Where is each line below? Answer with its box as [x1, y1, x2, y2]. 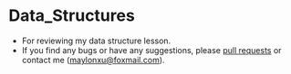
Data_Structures [8, 5, 136, 26]
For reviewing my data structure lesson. [21, 35, 171, 46]
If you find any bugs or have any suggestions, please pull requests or [21, 44, 282, 55]
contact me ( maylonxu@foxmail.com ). [21, 54, 165, 65]
